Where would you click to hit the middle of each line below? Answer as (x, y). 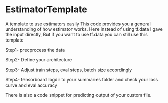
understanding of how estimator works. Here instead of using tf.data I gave (84, 29)
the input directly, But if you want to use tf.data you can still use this (77, 34)
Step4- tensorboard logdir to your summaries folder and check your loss (82, 79)
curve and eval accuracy (31, 85)
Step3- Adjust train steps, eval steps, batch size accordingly (69, 70)
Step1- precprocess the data (35, 50)
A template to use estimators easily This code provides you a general (78, 24)
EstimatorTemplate (46, 9)
